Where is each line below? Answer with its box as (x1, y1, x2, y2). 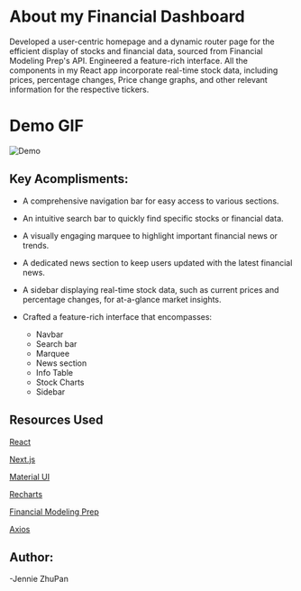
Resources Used (9, 413, 104, 428)
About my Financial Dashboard (9, 6, 245, 27)
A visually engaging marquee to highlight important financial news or (22, 230, 278, 241)
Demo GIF (9, 115, 84, 136)
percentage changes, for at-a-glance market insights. (22, 294, 223, 305)
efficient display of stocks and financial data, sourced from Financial (9, 45, 263, 56)
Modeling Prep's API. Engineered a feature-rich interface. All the (9, 55, 249, 66)
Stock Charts (35, 377, 85, 387)
